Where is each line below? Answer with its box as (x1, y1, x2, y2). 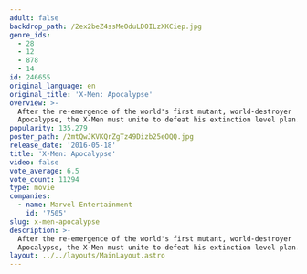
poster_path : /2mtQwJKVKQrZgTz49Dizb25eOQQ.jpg (9, 132, 195, 142)
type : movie (9, 184, 55, 193)
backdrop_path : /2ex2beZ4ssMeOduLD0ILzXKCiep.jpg (9, 22, 203, 31)
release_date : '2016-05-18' (9, 141, 117, 150)
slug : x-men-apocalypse (9, 216, 101, 227)
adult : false (9, 13, 59, 23)
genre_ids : (9, 30, 51, 39)
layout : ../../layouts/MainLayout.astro (9, 251, 166, 260)
